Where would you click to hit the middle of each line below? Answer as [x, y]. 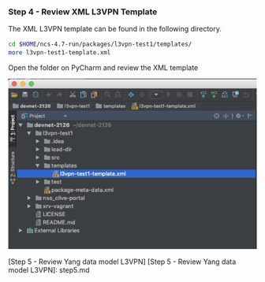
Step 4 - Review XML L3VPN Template [83, 12]
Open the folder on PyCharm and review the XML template [103, 68]
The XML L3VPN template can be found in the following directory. [115, 29]
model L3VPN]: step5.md [49, 269]
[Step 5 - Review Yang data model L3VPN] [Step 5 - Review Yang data [122, 262]
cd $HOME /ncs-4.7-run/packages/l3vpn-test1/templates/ [100, 45]
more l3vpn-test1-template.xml [60, 53]
